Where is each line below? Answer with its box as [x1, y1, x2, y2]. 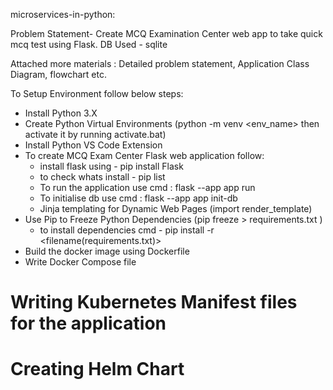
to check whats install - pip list [39, 171, 166, 183]
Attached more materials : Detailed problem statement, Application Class [10, 58, 310, 69]
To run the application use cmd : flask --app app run [39, 182, 256, 193]
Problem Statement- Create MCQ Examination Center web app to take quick [10, 28, 323, 39]
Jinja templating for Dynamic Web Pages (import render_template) [39, 203, 313, 214]
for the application [10, 312, 167, 335]
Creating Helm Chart [10, 358, 185, 381]
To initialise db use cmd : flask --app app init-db [39, 192, 238, 204]
